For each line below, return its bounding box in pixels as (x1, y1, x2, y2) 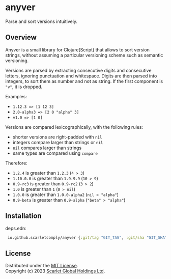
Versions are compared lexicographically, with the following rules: (5, 124, 144, 130)
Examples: (5, 93, 27, 99)
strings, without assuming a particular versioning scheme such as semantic (5, 52, 163, 58)
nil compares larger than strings (12, 145, 82, 151)
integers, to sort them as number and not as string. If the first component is (5, 78, 163, 84)
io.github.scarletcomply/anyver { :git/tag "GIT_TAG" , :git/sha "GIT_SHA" (7, 235, 167, 240)
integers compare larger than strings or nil (12, 139, 103, 145)
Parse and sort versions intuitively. (5, 18, 78, 24)
